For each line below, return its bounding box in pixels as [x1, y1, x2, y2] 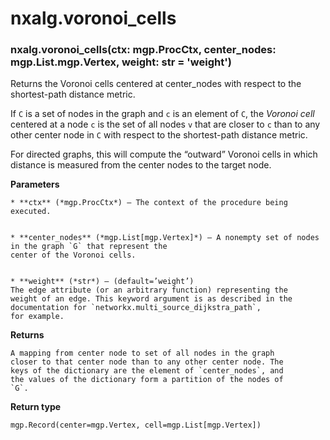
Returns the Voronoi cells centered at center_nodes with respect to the [10, 78, 302, 90]
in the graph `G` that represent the [10, 242, 168, 252]
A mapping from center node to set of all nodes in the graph [10, 348, 275, 359]
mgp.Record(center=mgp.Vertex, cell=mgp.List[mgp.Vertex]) [10, 420, 262, 431]
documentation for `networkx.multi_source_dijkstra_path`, [10, 303, 262, 313]
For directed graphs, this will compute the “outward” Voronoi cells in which [10, 148, 318, 161]
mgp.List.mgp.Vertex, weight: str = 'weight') [10, 55, 232, 69]
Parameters [10, 178, 60, 191]
